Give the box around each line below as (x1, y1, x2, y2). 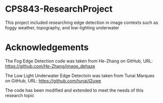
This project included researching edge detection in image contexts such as (5, 20, 158, 25)
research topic (5, 92, 34, 98)
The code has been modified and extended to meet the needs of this (5, 87, 143, 93)
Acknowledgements (5, 42, 89, 53)
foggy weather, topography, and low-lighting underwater (5, 24, 119, 30)
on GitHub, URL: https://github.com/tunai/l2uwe (5, 78, 101, 83)
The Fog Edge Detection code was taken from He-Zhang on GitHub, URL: (5, 58, 153, 64)
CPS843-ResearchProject (5, 3, 113, 15)
